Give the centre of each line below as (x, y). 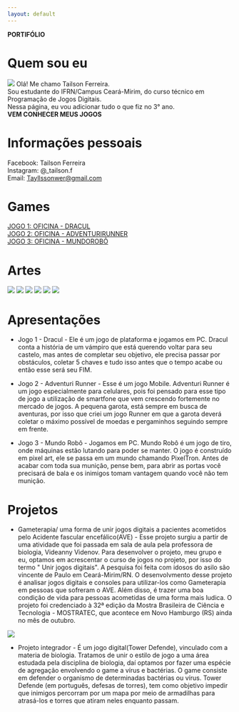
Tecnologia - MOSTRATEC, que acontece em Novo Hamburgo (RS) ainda (125, 613)
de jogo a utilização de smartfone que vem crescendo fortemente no (118, 399)
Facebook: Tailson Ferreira (46, 163)
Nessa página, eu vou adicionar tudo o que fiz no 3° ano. (91, 106)
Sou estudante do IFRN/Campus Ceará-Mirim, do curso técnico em (106, 91)
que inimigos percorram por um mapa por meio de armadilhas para (116, 693)
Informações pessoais (75, 143)
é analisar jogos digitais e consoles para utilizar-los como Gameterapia (122, 583)
